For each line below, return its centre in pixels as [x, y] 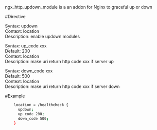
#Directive [15, 16]
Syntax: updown [21, 26]
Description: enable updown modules [43, 36]
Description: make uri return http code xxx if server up [60, 61]
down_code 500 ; [33, 119]
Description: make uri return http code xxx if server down [62, 87]
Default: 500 [17, 76]
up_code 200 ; [31, 114]
